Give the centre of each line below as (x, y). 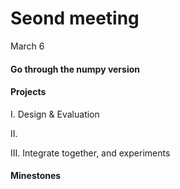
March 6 (27, 46)
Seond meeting (75, 18)
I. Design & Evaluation (55, 114)
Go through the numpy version (75, 69)
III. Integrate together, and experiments (90, 153)
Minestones (36, 176)
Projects (28, 92)
